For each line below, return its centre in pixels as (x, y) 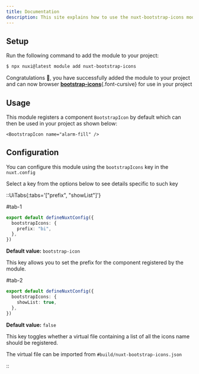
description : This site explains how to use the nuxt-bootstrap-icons (95, 17)
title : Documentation (33, 12)
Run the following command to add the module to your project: (82, 56)
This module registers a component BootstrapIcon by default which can (94, 117)
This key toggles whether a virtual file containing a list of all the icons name (98, 336)
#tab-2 (15, 281)
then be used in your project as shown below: (62, 123)
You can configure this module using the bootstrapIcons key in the (87, 166)
